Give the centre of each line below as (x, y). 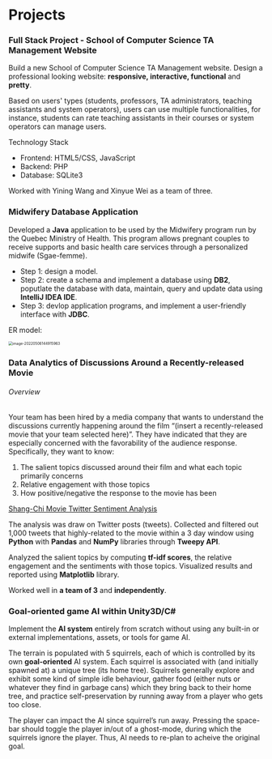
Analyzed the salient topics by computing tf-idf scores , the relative (120, 557)
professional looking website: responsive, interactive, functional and (125, 77)
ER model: (25, 330)
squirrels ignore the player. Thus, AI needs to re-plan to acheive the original (134, 738)
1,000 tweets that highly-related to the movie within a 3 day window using (131, 533)
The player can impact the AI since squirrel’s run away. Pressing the (121, 721)
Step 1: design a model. (59, 271)
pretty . (20, 85)
